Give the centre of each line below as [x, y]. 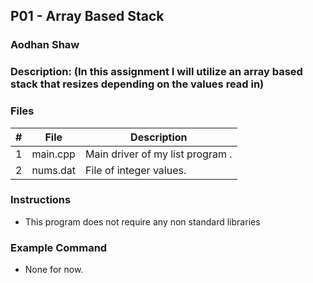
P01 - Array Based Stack [87, 16]
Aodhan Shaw [45, 45]
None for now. [54, 270]
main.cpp [53, 154]
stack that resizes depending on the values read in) [137, 84]
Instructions [41, 200]
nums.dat [54, 170]
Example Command [59, 247]
